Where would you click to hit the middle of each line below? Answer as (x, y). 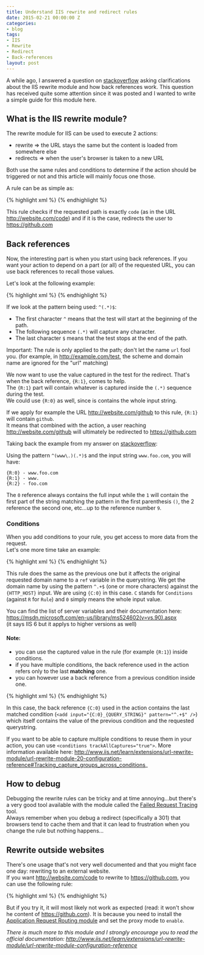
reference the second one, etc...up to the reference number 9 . (84, 508)
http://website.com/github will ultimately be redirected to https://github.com (101, 432)
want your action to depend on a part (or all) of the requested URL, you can (101, 265)
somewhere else (36, 152)
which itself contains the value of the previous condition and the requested (100, 721)
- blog (15, 29)
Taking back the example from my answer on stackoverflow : (82, 444)
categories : (21, 23)
